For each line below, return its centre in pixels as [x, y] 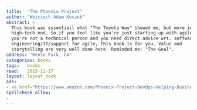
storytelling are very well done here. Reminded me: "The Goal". [93, 49]
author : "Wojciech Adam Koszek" [45, 17]
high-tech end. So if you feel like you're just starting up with [94, 33]
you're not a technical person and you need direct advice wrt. [91, 38]
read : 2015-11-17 [30, 71]
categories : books [28, 60]
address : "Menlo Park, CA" [39, 55]
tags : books [23, 65]
